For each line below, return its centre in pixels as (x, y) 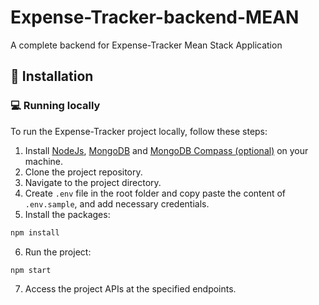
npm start (31, 270)
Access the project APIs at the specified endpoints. (130, 289)
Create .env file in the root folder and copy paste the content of (155, 193)
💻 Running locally (55, 106)
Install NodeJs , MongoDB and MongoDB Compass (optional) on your (166, 150)
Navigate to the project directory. (93, 182)
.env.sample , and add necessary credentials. (117, 203)
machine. (44, 161)
